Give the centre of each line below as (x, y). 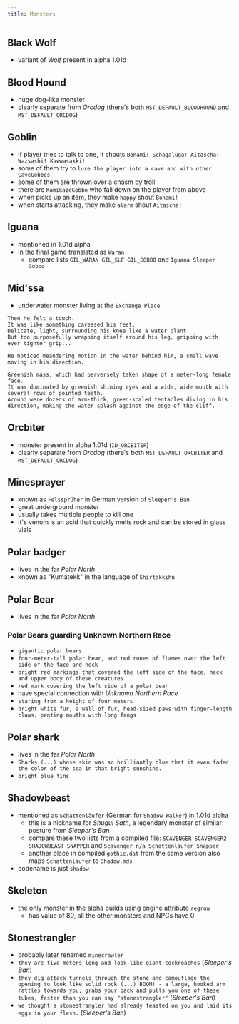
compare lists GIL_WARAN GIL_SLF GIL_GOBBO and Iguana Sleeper (122, 259)
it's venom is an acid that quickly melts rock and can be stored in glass (122, 522)
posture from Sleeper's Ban (69, 830)
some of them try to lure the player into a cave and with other (115, 168)
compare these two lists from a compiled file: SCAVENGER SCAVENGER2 (127, 838)
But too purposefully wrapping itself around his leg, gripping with (113, 337)
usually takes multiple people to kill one (76, 515)
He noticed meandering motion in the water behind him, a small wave (113, 356)
